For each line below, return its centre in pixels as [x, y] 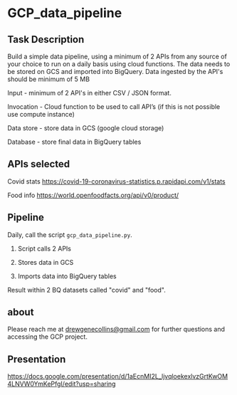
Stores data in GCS [46, 262]
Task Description [46, 39]
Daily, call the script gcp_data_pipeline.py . [70, 235]
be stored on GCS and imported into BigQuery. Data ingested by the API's [115, 72]
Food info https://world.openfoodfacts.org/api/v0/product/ [93, 195]
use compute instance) [41, 114]
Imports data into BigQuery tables [67, 276]
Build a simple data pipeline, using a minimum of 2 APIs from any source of [117, 56]
